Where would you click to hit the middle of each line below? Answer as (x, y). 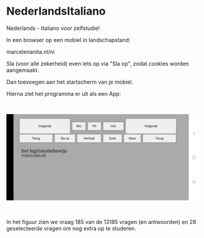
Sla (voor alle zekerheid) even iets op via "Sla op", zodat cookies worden (98, 63)
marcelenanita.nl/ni (31, 52)
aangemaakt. (23, 70)
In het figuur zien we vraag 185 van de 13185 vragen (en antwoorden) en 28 (101, 222)
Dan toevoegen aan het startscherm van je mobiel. (70, 82)
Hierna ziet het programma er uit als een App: (64, 93)
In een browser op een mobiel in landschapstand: (68, 40)
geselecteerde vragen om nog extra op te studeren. (71, 229)
